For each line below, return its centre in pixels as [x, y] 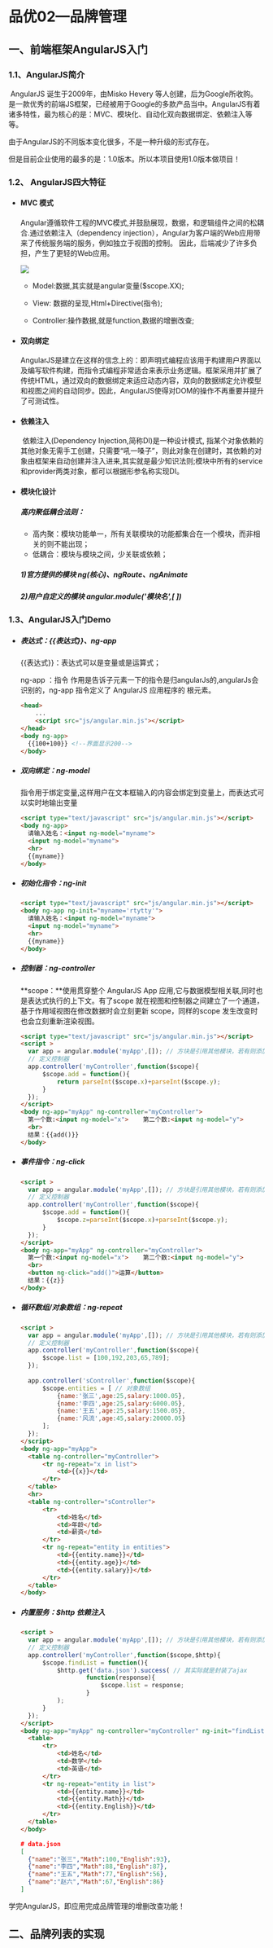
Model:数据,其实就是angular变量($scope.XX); [108, 286]
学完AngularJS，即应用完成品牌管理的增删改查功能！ [97, 1906]
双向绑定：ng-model [55, 770]
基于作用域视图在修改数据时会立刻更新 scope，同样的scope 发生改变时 [139, 1010]
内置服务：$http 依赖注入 [63, 1612]
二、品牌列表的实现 [56, 1935]
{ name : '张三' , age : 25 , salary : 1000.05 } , [121, 1396]
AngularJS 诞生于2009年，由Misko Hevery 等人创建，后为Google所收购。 [134, 94]
